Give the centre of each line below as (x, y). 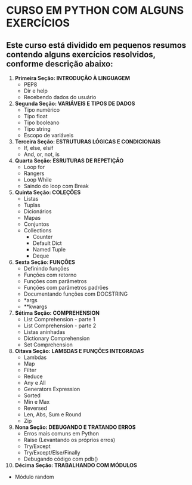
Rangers (34, 173)
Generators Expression (52, 389)
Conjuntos (36, 224)
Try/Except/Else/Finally (52, 452)
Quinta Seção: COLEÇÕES (48, 192)
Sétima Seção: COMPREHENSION (57, 313)
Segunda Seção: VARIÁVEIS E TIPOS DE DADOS (75, 103)
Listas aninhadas (44, 332)
